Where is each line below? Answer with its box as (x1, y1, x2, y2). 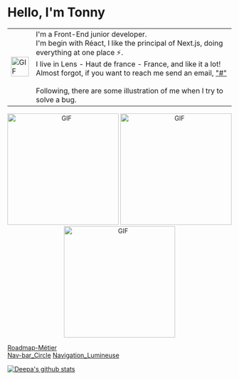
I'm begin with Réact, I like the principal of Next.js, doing (36, 38, 223, 48)
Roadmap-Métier (7, 343, 58, 351)
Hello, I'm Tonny (7, 4, 105, 21)
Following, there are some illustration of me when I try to (36, 86, 224, 96)
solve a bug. (36, 94, 77, 104)
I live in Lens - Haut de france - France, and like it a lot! (36, 58, 221, 68)
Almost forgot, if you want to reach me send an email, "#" (36, 68, 228, 78)
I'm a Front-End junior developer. (36, 29, 147, 39)
